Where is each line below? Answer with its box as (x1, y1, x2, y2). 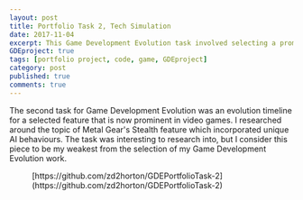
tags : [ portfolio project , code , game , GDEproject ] (9, 55, 207, 64)
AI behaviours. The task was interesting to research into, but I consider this (9, 133, 289, 144)
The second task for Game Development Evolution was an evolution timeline (9, 105, 293, 115)
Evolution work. (9, 152, 68, 163)
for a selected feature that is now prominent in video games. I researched (9, 114, 282, 125)
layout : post (9, 13, 59, 23)
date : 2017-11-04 (9, 30, 75, 39)
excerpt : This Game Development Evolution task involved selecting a (9, 38, 277, 48)
